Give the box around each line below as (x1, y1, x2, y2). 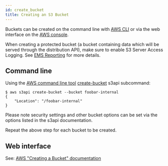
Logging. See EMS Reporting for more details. (5, 52, 101, 58)
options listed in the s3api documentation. (5, 117, 93, 123)
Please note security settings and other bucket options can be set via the (5, 112, 158, 118)
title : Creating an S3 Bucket (5, 12, 69, 17)
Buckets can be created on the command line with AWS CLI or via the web (5, 26, 160, 32)
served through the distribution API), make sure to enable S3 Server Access (5, 47, 163, 53)
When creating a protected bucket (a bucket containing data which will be (5, 41, 159, 47)
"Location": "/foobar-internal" (14, 99, 82, 104)
